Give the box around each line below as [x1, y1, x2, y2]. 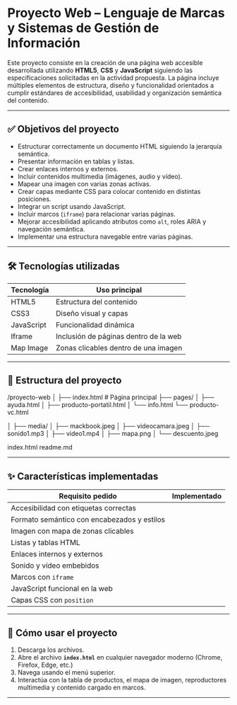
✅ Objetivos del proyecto [7, 123, 120, 135]
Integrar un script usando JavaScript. [17, 202, 126, 210]
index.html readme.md [7, 443, 73, 452]
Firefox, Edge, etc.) [17, 660, 73, 669]
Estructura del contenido [56, 297, 138, 306]
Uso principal [96, 285, 142, 294]
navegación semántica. [17, 224, 85, 233]
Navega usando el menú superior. [17, 668, 116, 677]
